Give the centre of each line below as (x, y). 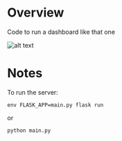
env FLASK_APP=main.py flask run (55, 105)
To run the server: (33, 92)
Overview (36, 13)
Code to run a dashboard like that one (61, 32)
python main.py (29, 130)
